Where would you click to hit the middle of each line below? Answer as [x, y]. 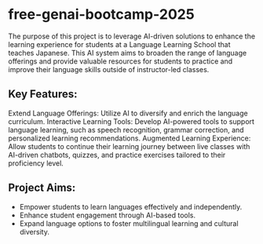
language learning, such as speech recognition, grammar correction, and [126, 129]
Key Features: [43, 95]
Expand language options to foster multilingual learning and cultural [129, 223]
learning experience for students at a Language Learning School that [119, 44]
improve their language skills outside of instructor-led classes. [109, 69]
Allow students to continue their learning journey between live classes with [129, 146]
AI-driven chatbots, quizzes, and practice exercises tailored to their [117, 155]
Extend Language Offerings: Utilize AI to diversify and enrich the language [128, 113]
